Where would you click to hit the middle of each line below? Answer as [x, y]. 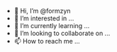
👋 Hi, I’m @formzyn [42, 11]
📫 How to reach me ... [47, 41]
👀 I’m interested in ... [44, 18]
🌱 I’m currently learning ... [52, 26]
